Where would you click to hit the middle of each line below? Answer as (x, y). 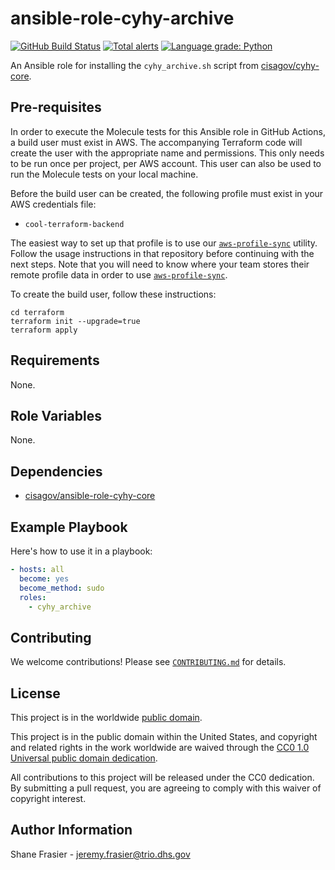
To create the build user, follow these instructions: (113, 294)
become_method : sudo (62, 588)
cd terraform (37, 312)
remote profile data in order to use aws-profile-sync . (119, 274)
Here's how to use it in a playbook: (81, 551)
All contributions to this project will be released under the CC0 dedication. (162, 777)
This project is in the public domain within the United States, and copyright (164, 736)
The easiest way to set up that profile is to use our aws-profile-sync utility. (164, 243)
